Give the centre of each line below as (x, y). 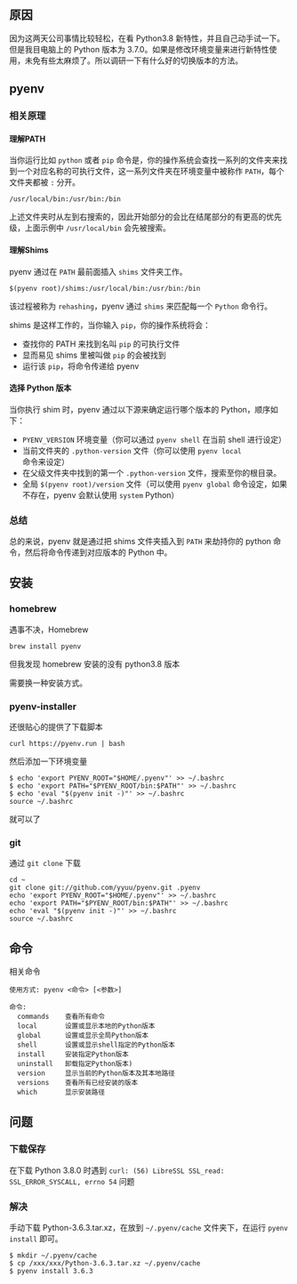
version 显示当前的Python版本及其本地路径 (96, 1073)
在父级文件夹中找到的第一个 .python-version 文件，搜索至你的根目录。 (152, 472)
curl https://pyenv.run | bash (67, 744)
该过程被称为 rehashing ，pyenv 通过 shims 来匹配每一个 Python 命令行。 (141, 306)
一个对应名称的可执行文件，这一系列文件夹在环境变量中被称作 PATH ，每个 (150, 172)
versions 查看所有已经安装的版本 (78, 1083)
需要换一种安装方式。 (48, 683)
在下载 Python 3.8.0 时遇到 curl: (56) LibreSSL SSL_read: (117, 1170)
